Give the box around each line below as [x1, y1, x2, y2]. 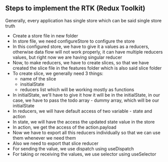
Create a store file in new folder [12, 32, 78, 38]
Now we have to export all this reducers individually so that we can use [12, 129, 160, 136]
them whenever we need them [12, 135, 76, 141]
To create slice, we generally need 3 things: [12, 70, 103, 76]
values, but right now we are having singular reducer [12, 54, 123, 60]
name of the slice [20, 75, 57, 82]
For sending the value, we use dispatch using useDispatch [12, 145, 134, 151]
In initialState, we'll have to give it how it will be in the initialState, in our [12, 92, 160, 98]
